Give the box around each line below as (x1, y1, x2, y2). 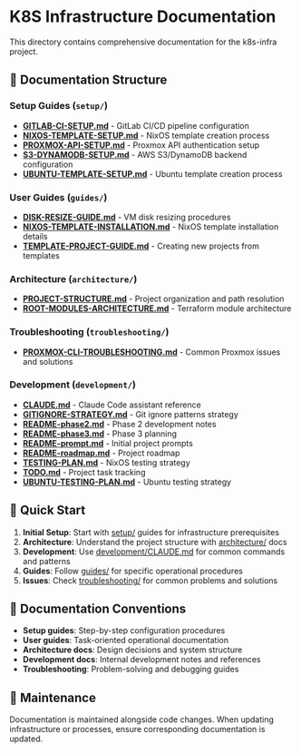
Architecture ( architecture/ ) (9, 272, 138, 285)
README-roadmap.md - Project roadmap (22, 447, 180, 458)
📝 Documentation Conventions (9, 601, 187, 617)
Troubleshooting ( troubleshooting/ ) (9, 326, 170, 338)
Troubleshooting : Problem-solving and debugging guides (22, 664, 239, 675)
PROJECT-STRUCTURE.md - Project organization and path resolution (22, 293, 285, 305)
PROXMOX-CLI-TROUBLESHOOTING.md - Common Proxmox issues (22, 347, 281, 357)
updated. (9, 733, 44, 745)
